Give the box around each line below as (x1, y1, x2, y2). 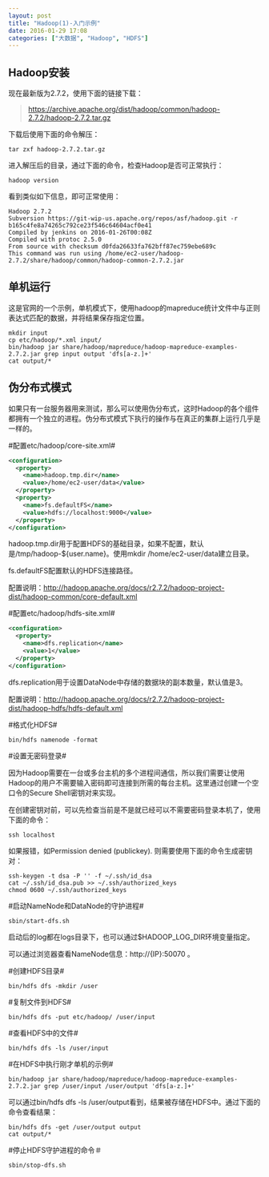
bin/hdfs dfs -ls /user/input (8, 1044, 110, 1052)
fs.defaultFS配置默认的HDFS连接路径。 (8, 566, 138, 576)
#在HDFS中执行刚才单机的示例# (8, 1058, 114, 1069)
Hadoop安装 (8, 66, 70, 79)
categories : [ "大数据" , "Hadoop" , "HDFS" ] (8, 34, 149, 42)
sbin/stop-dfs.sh (8, 1161, 66, 1169)
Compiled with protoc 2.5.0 (8, 235, 102, 244)
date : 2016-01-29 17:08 (8, 26, 88, 34)
